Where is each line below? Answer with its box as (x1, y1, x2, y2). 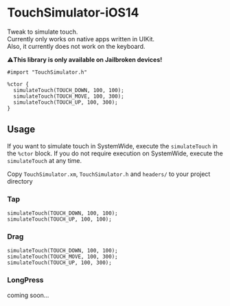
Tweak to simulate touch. (7, 28, 78, 36)
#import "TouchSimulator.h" (7, 69, 88, 76)
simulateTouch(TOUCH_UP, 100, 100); (7, 216, 112, 223)
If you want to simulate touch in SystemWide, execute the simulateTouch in (7, 142, 218, 150)
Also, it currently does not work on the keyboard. (7, 42, 146, 50)
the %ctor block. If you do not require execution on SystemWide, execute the (7, 149, 223, 157)
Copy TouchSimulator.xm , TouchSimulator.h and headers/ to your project (7, 170, 211, 178)
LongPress (7, 275, 44, 285)
